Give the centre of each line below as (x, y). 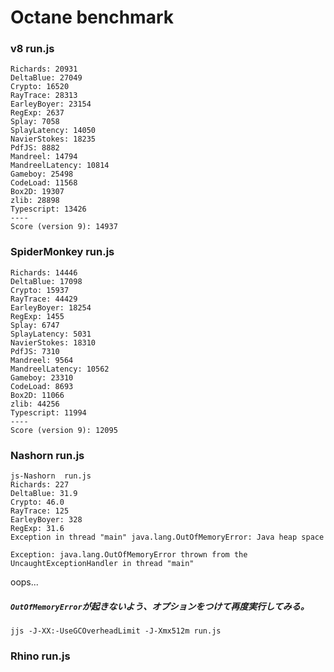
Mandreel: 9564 (42, 360)
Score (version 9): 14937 (64, 227)
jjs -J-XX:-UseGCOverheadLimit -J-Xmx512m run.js (116, 631)
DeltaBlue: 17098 (46, 281)
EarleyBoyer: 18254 (51, 307)
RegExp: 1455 (37, 316)
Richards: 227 (40, 485)
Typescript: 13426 (48, 209)
